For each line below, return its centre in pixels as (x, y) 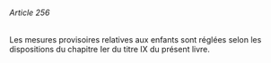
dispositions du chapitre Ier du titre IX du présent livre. (110, 50)
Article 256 (30, 12)
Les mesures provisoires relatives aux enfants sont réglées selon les (135, 40)
